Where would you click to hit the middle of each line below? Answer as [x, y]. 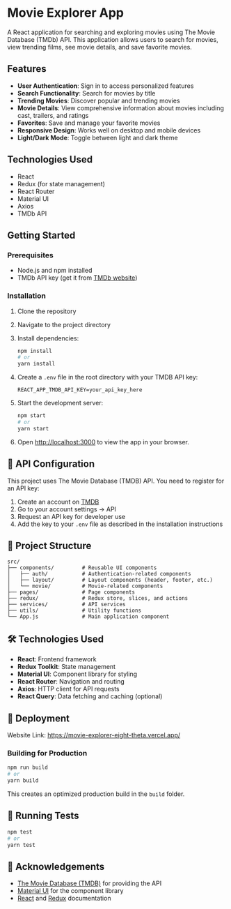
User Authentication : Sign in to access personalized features [105, 86]
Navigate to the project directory [64, 324]
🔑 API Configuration [51, 464]
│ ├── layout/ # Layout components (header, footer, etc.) [110, 580]
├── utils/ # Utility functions [74, 611]
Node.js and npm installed [55, 271]
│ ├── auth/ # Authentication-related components [99, 574]
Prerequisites [30, 255]
